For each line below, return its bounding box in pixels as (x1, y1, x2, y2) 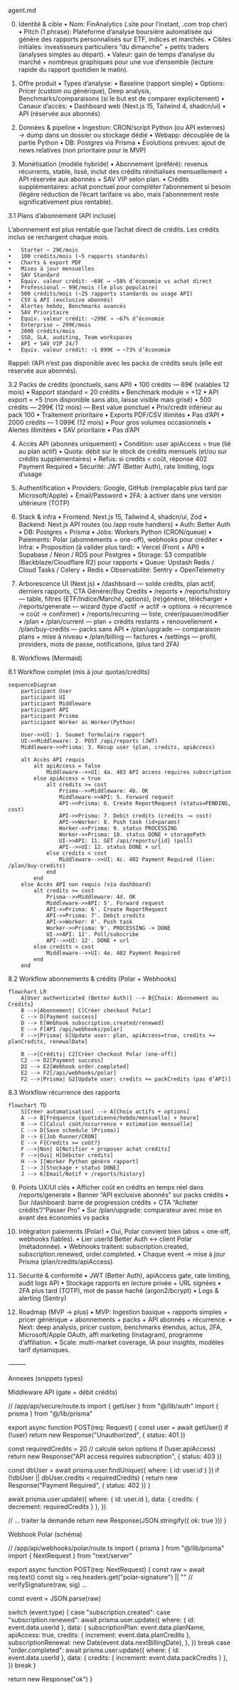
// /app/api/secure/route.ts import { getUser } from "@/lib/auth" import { (8, 1402, 219, 1410)
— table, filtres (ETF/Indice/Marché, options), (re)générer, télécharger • (18, 594, 228, 603)
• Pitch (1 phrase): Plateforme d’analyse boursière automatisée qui (18, 28, 213, 36)
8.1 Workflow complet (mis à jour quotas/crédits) (8, 668, 150, 676)
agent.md (8, 6, 36, 14)
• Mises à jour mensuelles (8, 265, 95, 272)
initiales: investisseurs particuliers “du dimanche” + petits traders (18, 43, 209, 51)
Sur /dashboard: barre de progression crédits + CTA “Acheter (18, 1198, 198, 1207)
